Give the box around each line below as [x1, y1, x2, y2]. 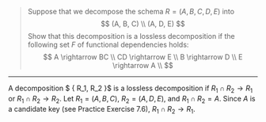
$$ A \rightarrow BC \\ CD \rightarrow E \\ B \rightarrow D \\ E [43, 52, 243, 62]
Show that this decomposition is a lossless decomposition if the [27, 32, 235, 40]
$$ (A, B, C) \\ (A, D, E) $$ [100, 19, 185, 29]
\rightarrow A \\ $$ [112, 61, 173, 70]
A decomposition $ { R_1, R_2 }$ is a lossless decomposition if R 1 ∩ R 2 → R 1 [8, 83, 253, 94]
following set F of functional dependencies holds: [27, 40, 189, 49]
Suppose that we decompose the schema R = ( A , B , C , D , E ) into [27, 7, 235, 16]
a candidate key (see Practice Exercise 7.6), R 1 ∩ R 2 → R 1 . [8, 104, 196, 116]
